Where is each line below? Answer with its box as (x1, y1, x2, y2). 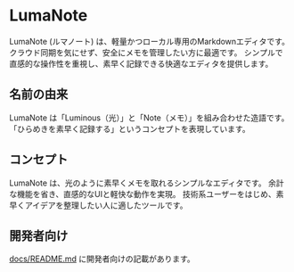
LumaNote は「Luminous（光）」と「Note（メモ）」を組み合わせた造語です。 (9, 112, 290, 123)
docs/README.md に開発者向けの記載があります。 (9, 253, 196, 264)
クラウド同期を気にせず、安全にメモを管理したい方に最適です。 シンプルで (9, 46, 283, 58)
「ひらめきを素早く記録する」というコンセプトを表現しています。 (9, 123, 251, 134)
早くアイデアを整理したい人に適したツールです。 (9, 200, 188, 210)
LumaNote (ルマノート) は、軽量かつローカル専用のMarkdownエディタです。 (9, 36, 290, 46)
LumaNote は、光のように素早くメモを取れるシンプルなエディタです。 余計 (9, 177, 284, 188)
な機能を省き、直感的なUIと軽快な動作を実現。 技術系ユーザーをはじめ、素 (9, 188, 284, 199)
